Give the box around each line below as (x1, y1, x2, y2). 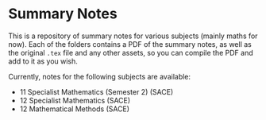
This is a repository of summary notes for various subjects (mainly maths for (8, 31, 258, 41)
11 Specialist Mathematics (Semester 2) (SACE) (19, 87, 174, 96)
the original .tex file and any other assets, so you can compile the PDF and (8, 48, 253, 57)
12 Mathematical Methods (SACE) (19, 104, 129, 114)
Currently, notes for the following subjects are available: (8, 72, 191, 81)
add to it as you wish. (8, 56, 78, 66)
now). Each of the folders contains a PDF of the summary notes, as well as (8, 39, 252, 48)
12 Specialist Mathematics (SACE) (19, 95, 131, 105)
